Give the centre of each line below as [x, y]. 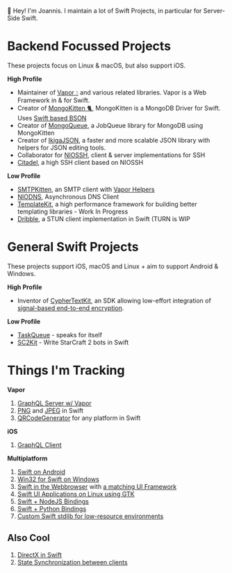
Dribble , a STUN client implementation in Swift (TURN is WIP [104, 218]
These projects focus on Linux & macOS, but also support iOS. [97, 65]
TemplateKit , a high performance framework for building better [107, 204]
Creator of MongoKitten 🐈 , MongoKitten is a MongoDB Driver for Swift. [119, 108]
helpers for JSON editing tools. [61, 147]
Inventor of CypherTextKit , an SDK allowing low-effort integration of [114, 300]
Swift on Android [41, 471]
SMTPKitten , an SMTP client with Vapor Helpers [86, 189]
